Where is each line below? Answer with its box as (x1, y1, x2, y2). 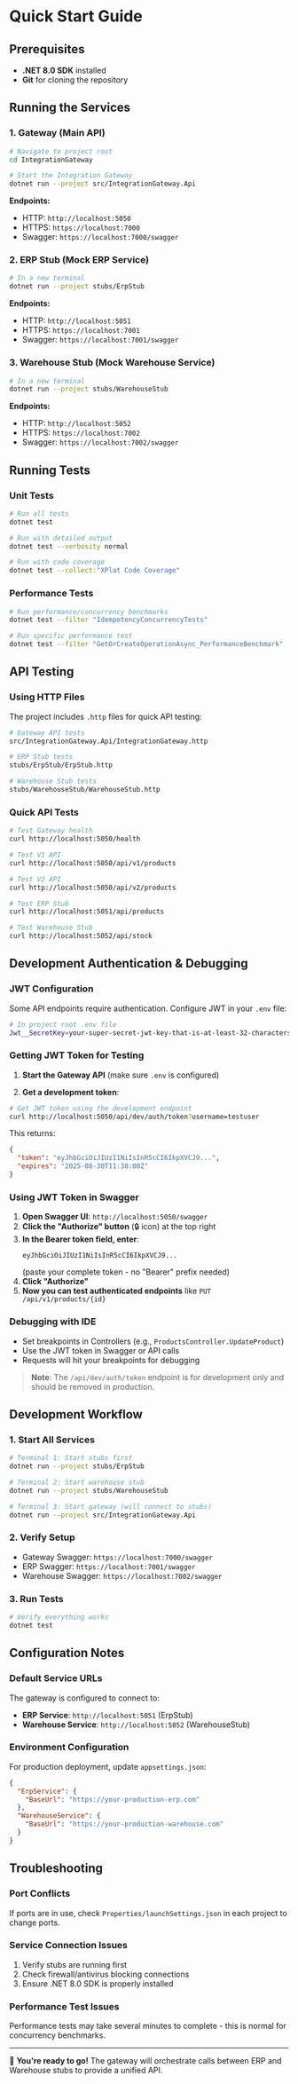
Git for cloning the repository (21, 75, 129, 85)
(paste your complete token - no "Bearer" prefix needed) (21, 1267, 231, 1277)
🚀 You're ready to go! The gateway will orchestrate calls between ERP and (9, 2056, 282, 2066)
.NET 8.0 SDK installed (21, 65, 106, 75)
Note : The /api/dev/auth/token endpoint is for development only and (30, 1371, 285, 1382)
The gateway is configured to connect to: (9, 1693, 160, 1703)
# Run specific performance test (9, 632, 133, 641)
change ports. (9, 1917, 60, 1928)
